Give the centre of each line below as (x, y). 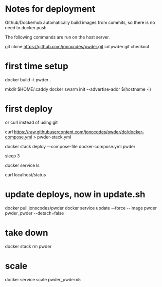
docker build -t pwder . (28, 79)
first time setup (37, 66)
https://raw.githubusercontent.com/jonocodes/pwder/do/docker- (79, 132)
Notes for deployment (50, 9)
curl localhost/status (26, 174)
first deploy (29, 109)
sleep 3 (13, 156)
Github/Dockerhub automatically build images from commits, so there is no (80, 22)
